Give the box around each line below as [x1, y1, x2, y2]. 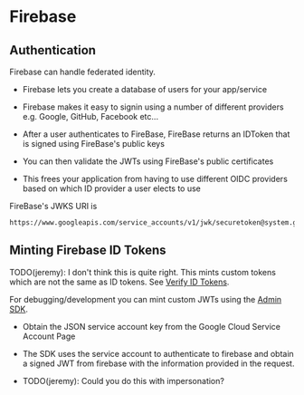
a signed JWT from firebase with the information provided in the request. [22, 358, 295, 369]
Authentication [9, 43, 97, 58]
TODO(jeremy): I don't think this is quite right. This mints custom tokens [9, 266, 276, 277]
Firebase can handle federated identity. [9, 66, 157, 77]
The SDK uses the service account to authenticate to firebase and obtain [22, 348, 294, 359]
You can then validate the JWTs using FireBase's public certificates [22, 156, 274, 167]
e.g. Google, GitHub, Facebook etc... [22, 111, 159, 121]
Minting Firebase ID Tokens [9, 243, 166, 258]
